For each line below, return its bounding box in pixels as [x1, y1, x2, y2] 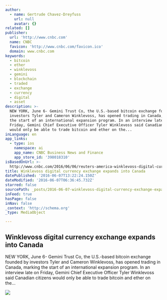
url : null [14, 16, 35, 21]
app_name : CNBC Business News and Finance [14, 150, 103, 155]
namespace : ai [14, 146, 43, 151]
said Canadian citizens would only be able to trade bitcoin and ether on [5, 275, 151, 281]
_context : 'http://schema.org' [5, 205, 70, 211]
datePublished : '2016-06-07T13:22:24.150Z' [5, 173, 97, 179]
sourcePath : [5, 187, 30, 192]
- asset [9, 100, 26, 105]
